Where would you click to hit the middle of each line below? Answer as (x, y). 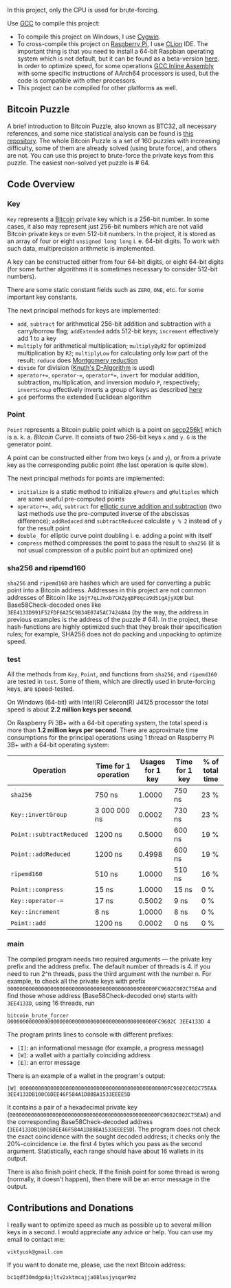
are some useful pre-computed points (71, 499)
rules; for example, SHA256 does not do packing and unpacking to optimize (114, 634)
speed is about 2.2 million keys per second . (70, 709)
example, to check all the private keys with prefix (76, 981)
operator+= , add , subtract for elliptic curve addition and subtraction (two (119, 506)
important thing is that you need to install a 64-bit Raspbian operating (115, 51)
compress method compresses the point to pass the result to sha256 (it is (119, 543)
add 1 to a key (37, 338)
